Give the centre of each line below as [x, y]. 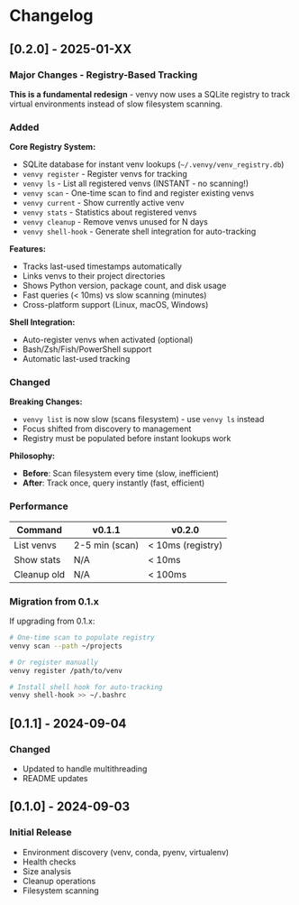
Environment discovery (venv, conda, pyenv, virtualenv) [126, 852]
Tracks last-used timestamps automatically [102, 266]
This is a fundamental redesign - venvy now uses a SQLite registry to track [150, 94]
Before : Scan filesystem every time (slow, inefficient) [120, 474]
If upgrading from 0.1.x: [52, 621]
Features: [28, 249]
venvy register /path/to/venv [66, 670]
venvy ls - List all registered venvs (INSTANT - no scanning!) [136, 184]
